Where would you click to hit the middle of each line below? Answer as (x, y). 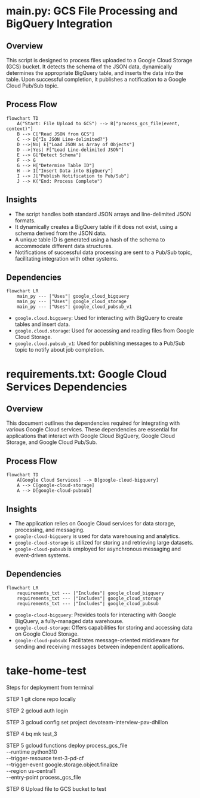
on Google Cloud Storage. (47, 634)
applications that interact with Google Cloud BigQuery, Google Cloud (90, 436)
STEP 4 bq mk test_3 (32, 734)
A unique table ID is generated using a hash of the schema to (90, 239)
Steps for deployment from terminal (50, 687)
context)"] (20, 129)
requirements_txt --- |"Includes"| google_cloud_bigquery (90, 593)
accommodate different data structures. (64, 246)
